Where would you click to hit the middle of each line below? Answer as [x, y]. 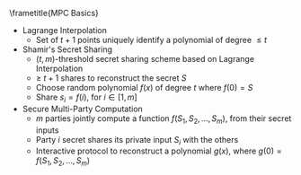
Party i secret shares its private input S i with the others [137, 140]
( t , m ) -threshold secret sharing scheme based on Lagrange [145, 59]
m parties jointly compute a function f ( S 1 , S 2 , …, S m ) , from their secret [164, 119]
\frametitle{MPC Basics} [54, 13]
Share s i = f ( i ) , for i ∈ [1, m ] [86, 98]
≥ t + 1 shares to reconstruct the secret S [111, 78]
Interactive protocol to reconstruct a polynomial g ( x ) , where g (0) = [159, 151]
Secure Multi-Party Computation [83, 109]
